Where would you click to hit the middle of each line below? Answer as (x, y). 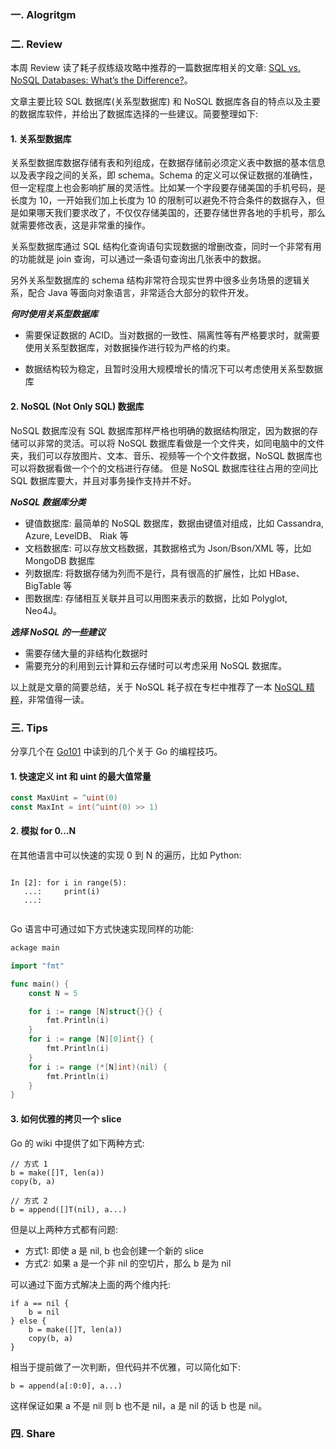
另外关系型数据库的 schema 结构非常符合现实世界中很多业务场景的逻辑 (156, 280)
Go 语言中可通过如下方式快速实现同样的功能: (102, 929)
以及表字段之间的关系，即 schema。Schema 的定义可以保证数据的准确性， (164, 175)
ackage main (35, 948)
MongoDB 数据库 (60, 560)
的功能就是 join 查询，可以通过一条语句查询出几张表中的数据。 (138, 259)
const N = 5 (53, 993)
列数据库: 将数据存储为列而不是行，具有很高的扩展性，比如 (145, 573)
